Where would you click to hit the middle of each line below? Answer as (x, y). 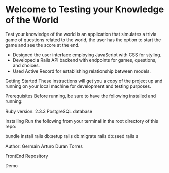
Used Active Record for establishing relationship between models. (82, 71)
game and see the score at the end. (42, 45)
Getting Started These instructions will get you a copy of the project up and (84, 81)
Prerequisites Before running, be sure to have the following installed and (81, 96)
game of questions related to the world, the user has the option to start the (83, 40)
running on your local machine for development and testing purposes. (78, 86)
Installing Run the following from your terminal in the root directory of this (82, 121)
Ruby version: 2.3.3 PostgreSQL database (49, 111)
